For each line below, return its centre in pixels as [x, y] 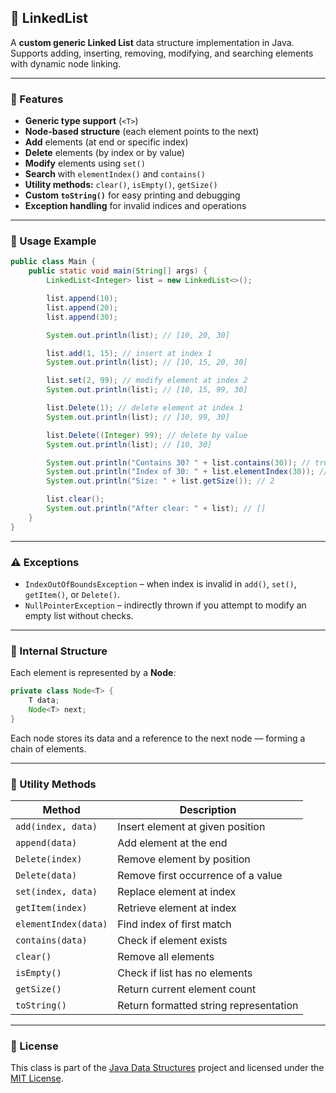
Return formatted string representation [208, 1006]
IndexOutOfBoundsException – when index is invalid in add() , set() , [160, 583]
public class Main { [53, 262]
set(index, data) [56, 892]
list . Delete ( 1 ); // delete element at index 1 [145, 408]
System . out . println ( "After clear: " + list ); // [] [156, 509]
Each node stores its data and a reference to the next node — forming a [158, 738]
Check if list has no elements [185, 973]
